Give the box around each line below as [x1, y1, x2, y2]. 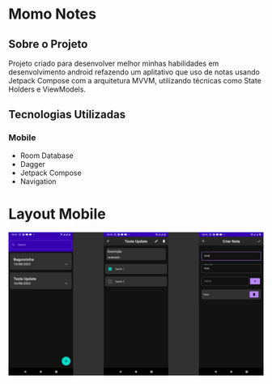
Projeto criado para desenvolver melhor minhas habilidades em [8, 58, 219, 68]
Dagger [19, 159, 46, 169]
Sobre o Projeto [8, 37, 88, 51]
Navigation [19, 176, 57, 186]
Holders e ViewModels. [8, 84, 87, 94]
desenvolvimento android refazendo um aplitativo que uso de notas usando [8, 67, 261, 77]
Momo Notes [8, 5, 97, 23]
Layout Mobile [8, 204, 107, 223]
